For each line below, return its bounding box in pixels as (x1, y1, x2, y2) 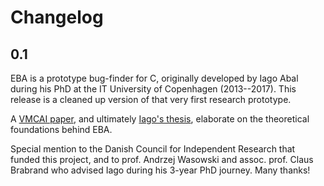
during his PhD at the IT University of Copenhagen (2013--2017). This (10, 83, 297, 95)
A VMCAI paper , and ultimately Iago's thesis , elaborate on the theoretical (10, 113, 310, 125)
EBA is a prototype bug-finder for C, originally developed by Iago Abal (10, 72, 299, 84)
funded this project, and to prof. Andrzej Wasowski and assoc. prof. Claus (10, 154, 314, 165)
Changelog (10, 6, 104, 29)
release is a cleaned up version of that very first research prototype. (10, 94, 292, 105)
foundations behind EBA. (10, 124, 113, 135)
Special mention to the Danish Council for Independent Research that (10, 143, 296, 155)
